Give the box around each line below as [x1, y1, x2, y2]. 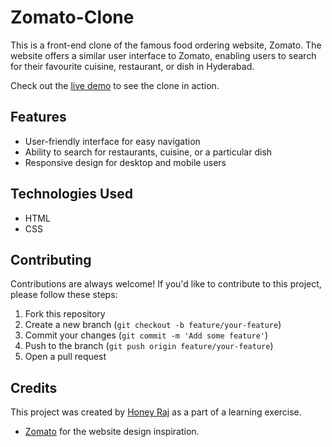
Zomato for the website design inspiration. [24, 426, 200, 438]
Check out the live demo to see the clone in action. [10, 79, 220, 91]
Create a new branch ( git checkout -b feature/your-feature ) [24, 319, 282, 331]
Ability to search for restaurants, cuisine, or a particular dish [24, 146, 273, 158]
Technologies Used [10, 186, 133, 203]
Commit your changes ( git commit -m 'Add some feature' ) [24, 329, 269, 341]
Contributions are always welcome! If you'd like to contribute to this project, [10, 278, 322, 290]
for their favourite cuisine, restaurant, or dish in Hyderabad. [10, 60, 255, 72]
